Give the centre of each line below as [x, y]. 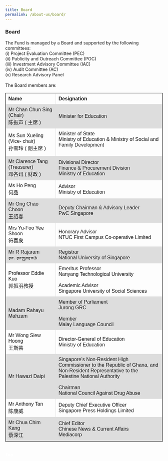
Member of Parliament [83, 302]
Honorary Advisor [78, 231]
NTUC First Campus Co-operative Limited [105, 237]
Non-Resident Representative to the [98, 371]
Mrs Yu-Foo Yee [26, 228]
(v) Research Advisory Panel [34, 74]
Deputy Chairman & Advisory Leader [99, 207]
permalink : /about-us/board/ [35, 14]
